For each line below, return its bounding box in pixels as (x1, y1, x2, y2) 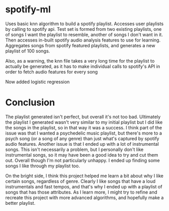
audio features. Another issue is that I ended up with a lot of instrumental (5, 141, 159, 147)
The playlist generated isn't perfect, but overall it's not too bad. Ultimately (5, 113, 161, 120)
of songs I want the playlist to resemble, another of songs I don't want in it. (5, 31, 163, 37)
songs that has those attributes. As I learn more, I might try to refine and (5, 189, 158, 195)
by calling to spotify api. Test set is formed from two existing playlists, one (5, 26, 162, 32)
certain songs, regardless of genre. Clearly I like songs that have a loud (5, 178, 156, 184)
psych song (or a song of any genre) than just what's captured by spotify (5, 135, 160, 142)
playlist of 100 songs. (5, 48, 50, 54)
